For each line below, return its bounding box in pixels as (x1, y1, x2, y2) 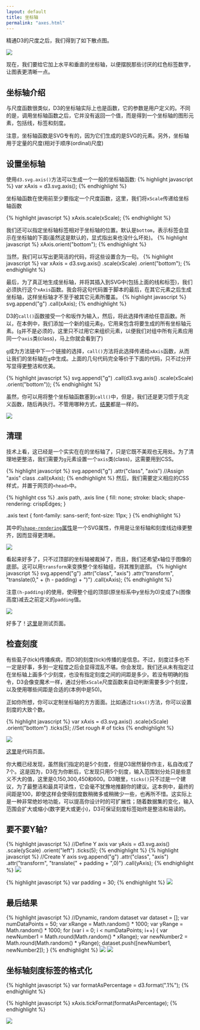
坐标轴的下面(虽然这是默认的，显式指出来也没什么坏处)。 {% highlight (16, 234, 187, 241)
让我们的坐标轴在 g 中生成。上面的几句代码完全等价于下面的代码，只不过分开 (6, 355, 192, 362)
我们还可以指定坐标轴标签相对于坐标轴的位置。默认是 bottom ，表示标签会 (6, 226, 184, 234)
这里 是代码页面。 (6, 747, 48, 755)
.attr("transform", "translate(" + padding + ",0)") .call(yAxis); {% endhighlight (6, 860, 194, 867)
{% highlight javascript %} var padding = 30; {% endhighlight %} (6, 879, 165, 886)
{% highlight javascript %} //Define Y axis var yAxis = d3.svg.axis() (6, 841, 170, 848)
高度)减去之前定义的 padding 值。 (6, 596, 85, 603)
